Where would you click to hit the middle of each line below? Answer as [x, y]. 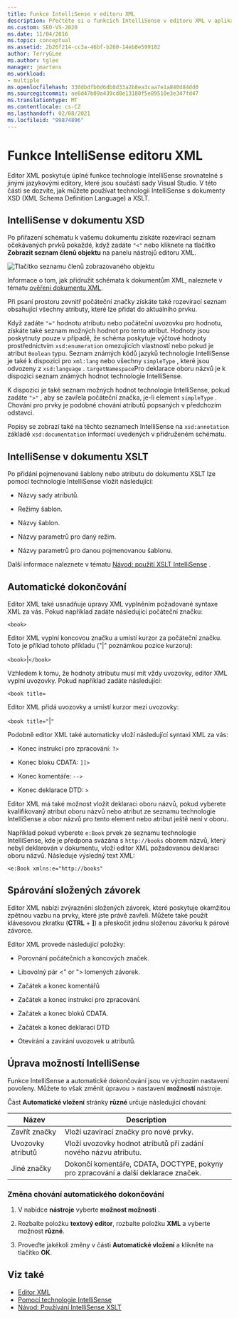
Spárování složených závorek [74, 890]
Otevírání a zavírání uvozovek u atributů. [77, 1041]
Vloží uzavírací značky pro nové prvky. [129, 1132]
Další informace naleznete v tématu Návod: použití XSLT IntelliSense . [109, 564]
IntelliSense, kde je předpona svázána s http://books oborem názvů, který [117, 840]
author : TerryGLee [34, 54]
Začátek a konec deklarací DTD [64, 1027]
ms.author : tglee [33, 61]
